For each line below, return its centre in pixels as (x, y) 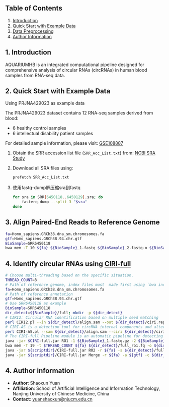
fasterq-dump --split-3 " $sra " (55, 202)
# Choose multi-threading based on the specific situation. (70, 275)
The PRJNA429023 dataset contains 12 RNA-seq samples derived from (79, 113)
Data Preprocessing (33, 31)
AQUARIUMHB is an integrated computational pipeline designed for (75, 65)
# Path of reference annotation (39, 294)
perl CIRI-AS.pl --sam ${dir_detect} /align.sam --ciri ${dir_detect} (80, 332)
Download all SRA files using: (43, 168)
